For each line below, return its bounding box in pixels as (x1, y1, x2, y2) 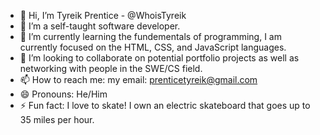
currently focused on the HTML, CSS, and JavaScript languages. (19, 41, 287, 53)
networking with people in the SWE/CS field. (19, 63, 203, 74)
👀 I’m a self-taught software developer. (19, 20, 181, 32)
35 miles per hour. (19, 114, 95, 125)
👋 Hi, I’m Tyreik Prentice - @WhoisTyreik (19, 10, 187, 21)
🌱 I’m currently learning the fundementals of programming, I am (19, 31, 282, 42)
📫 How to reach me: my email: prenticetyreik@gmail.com (19, 74, 258, 85)
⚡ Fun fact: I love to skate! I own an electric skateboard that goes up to (19, 100, 311, 111)
